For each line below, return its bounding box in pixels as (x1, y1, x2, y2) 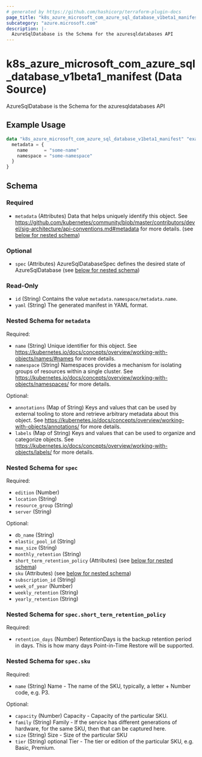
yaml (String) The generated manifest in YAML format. (14, 301, 148, 309)
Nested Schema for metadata (6, 317, 91, 325)
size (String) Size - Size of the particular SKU (14, 731, 128, 738)
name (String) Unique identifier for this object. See (14, 342, 137, 349)
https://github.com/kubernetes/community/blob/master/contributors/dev (14, 218, 195, 226)
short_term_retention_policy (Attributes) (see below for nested (14, 557, 173, 564)
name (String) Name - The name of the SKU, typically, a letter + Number (14, 682, 191, 690)
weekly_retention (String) (14, 589, 79, 596)
